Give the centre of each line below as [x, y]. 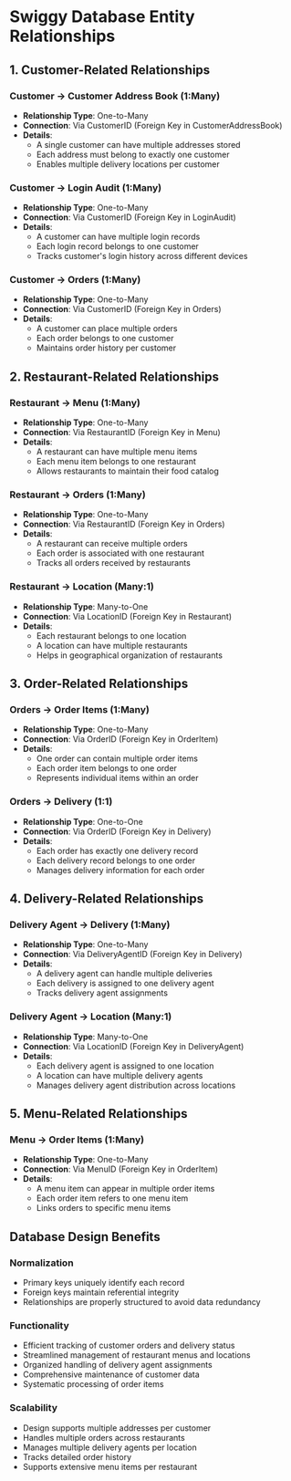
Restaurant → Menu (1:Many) [75, 402]
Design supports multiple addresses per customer [117, 1428]
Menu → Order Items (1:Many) [77, 1140]
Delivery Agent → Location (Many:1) [91, 1017]
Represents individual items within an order [117, 778]
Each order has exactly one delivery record [117, 850]
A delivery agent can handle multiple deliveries [124, 974]
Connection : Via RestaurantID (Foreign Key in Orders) [124, 524]
